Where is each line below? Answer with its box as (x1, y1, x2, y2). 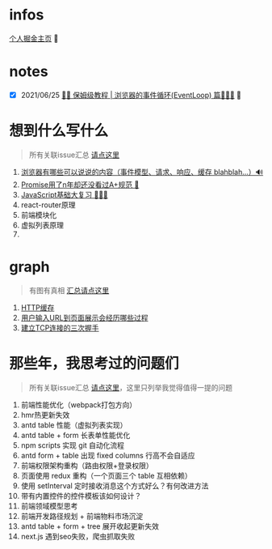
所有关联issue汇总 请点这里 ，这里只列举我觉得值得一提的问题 (28, 382, 233, 392)
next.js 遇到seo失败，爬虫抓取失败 (20, 531, 136, 541)
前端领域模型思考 (20, 500, 78, 511)
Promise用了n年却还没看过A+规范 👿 (20, 180, 140, 189)
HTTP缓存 (20, 302, 55, 313)
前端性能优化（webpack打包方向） (20, 399, 136, 410)
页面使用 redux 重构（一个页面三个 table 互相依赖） (20, 470, 192, 480)
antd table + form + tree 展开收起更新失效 (20, 521, 160, 531)
